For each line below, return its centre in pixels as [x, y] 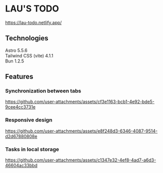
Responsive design [29, 120]
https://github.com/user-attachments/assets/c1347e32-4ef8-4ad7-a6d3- [81, 160]
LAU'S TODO [32, 9]
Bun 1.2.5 [15, 61]
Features [19, 77]
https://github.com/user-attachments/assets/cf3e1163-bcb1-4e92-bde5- [80, 102]
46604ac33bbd [21, 165]
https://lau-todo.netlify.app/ [34, 22]
